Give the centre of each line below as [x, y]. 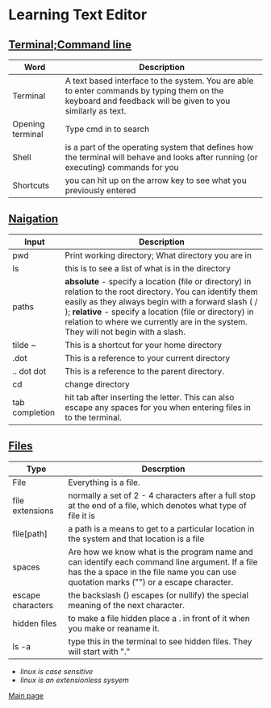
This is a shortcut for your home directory [143, 345]
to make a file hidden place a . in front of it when [159, 618]
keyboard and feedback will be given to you [148, 101]
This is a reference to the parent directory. [144, 371]
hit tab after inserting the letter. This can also [149, 397]
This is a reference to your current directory [147, 358]
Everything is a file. [104, 482]
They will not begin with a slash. [125, 332]
